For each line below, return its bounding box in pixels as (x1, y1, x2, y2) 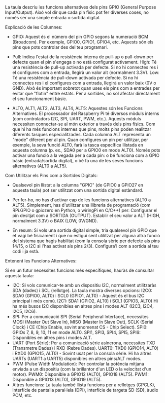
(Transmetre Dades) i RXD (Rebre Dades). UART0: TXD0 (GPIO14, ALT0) (12, 345, 159, 351)
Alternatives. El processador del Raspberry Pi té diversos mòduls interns (12, 110, 159, 116)
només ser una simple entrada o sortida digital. (5, 15, 100, 20)
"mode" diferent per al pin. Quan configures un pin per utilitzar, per (12, 137, 149, 143)
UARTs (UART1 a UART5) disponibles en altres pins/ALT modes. (12, 356, 142, 362)
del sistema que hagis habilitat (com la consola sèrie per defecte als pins (12, 238, 160, 244)
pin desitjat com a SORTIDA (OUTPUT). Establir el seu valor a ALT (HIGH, (12, 213, 161, 219)
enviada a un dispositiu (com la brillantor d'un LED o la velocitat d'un (12, 366, 152, 372)
